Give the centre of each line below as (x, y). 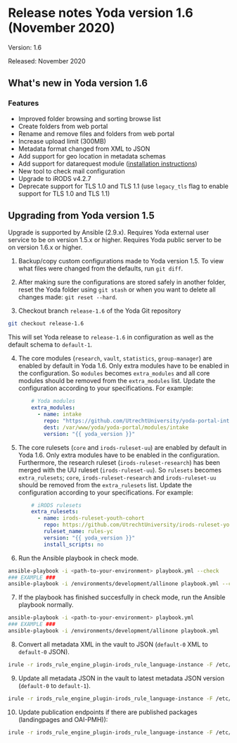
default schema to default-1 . (50, 345)
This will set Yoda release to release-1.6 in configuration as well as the (111, 337)
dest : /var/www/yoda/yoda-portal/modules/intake (116, 427)
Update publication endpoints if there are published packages (108, 712)
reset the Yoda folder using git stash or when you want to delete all (117, 289)
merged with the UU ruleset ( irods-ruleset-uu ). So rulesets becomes (120, 470)
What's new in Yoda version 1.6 (78, 83)
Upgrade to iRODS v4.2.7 (55, 178)
